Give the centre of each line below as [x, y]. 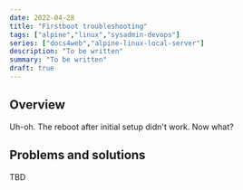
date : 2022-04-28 [42, 18]
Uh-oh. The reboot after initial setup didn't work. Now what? [121, 127]
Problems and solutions [78, 155]
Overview [38, 105]
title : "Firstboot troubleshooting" [78, 26]
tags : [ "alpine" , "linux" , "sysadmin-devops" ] [95, 34]
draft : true [32, 69]
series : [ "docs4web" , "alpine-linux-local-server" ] [107, 43]
